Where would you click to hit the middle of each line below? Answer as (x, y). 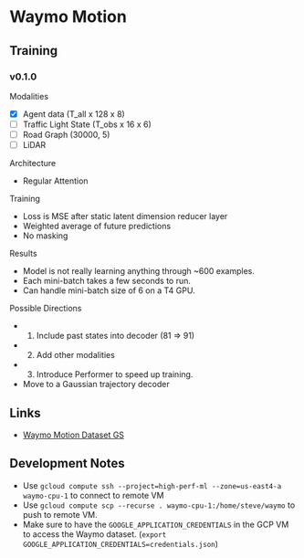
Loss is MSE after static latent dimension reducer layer (125, 216)
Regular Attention (55, 181)
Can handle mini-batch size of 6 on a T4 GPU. (109, 290)
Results (24, 254)
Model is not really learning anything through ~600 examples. (139, 271)
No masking (45, 236)
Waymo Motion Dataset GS (73, 435)
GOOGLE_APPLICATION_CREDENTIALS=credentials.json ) (121, 543)
